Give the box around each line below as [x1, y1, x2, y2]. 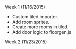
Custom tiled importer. [12, 14, 58, 19]
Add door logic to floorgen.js [12, 29, 71, 35]
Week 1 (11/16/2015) [5, 4, 46, 10]
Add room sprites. [12, 19, 50, 24]
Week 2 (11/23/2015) [5, 39, 47, 45]
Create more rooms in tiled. [12, 24, 69, 30]
